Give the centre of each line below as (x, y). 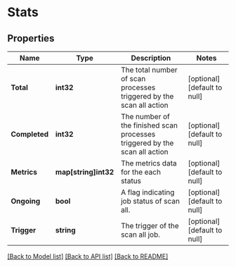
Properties (31, 38)
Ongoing (26, 201)
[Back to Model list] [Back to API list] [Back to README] (88, 256)
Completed (30, 134)
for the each (141, 172)
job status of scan (150, 201)
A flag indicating (147, 192)
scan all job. (140, 235)
